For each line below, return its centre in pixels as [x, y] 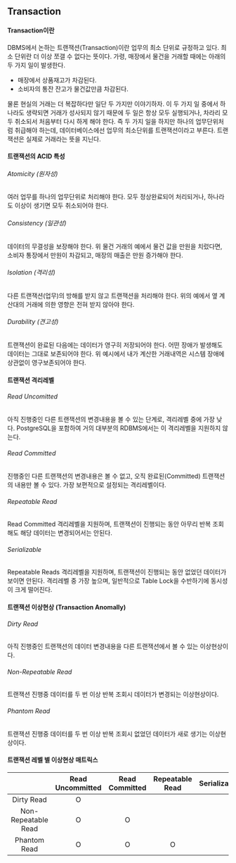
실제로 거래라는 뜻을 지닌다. [63, 139]
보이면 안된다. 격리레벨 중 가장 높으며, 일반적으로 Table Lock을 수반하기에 [108, 581]
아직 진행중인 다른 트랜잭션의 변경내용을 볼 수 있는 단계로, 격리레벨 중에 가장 [111, 419]
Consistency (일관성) [37, 223]
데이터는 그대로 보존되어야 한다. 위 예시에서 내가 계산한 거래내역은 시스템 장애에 [116, 354]
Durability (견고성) [33, 322]
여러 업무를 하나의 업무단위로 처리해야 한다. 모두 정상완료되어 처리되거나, [106, 197]
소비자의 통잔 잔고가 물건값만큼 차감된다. [73, 89]
